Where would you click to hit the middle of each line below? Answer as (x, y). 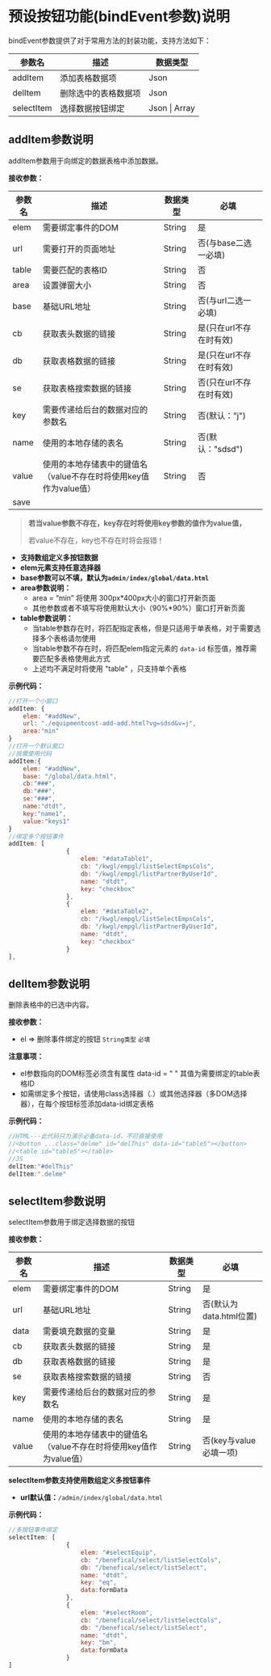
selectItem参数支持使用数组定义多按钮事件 (79, 1480)
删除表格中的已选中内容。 (51, 1005)
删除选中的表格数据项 (100, 93)
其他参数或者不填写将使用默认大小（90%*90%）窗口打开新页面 (139, 608)
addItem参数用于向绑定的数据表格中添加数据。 (85, 160)
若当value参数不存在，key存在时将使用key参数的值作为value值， (137, 523)
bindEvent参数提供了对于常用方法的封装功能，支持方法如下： (110, 40)
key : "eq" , (98, 1583)
